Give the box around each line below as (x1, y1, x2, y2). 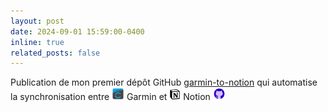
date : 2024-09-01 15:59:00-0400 (10, 26, 145, 37)
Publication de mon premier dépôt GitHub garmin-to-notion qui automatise (10, 76, 318, 89)
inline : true (10, 37, 65, 47)
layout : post (10, 16, 65, 26)
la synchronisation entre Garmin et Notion (10, 91, 211, 103)
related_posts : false (10, 48, 101, 58)
